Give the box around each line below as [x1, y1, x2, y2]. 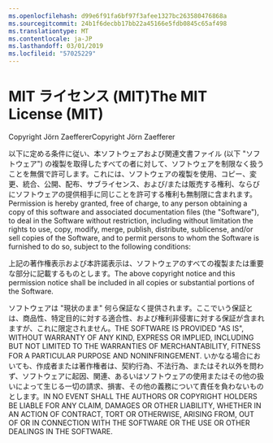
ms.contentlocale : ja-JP [8, 34, 93, 43]
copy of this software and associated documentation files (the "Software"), [8, 206, 260, 216]
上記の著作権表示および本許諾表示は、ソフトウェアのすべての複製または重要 [8, 258, 264, 268]
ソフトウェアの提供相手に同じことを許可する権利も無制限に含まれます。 [15, 189, 258, 199]
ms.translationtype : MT [8, 27, 89, 35]
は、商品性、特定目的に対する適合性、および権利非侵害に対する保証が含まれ [8, 313, 265, 323]
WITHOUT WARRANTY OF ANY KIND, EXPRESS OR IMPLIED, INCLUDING [8, 332, 254, 342]
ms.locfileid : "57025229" [8, 50, 96, 58]
